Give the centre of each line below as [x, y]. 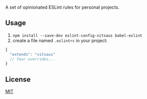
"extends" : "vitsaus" [33, 54]
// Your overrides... [33, 59]
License [18, 79]
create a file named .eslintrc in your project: [60, 40]
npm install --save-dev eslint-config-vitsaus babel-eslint [77, 35]
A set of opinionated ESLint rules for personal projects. [62, 7]
